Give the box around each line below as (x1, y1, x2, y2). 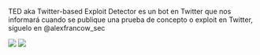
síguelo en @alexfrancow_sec (8, 24, 106, 32)
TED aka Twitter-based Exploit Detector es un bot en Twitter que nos (8, 7, 232, 16)
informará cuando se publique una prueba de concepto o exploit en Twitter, (8, 15, 254, 24)
